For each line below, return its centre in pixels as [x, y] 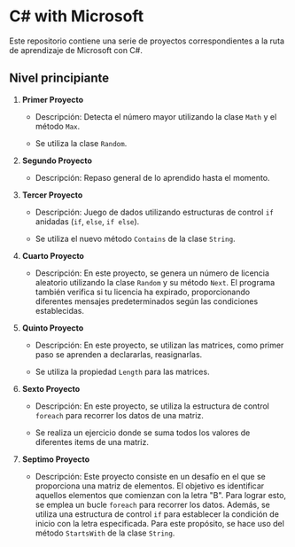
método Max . [58, 126]
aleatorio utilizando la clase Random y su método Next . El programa [155, 282]
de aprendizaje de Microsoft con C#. [76, 50]
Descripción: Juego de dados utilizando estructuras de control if [155, 212]
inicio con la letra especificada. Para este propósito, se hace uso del [160, 523]
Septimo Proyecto [56, 459]
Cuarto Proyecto [53, 255]
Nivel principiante [59, 78]
